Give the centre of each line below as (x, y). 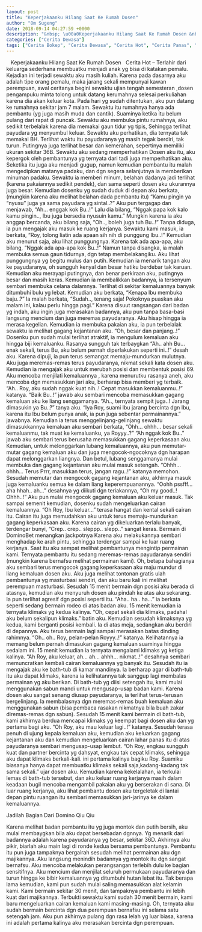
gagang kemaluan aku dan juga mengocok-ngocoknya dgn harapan (106, 452)
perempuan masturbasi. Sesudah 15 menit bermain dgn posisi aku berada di (100, 586)
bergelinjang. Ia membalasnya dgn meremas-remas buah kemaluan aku (95, 701)
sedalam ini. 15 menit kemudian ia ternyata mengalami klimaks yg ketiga (95, 650)
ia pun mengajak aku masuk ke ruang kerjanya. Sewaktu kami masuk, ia (95, 228)
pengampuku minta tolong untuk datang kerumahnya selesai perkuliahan (96, 94)
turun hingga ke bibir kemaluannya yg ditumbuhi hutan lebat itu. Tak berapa (100, 878)
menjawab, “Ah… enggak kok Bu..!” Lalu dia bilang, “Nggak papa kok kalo (97, 209)
